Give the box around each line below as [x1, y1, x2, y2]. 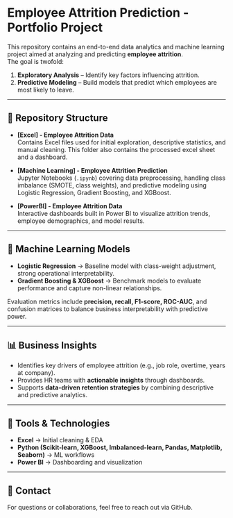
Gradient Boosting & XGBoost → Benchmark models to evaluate [17, 276, 202, 285]
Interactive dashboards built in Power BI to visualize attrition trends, [17, 209, 211, 217]
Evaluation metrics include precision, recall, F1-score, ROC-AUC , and [7, 297, 207, 306]
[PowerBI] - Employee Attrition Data [17, 201, 123, 210]
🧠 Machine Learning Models [7, 243, 130, 255]
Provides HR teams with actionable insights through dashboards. [17, 376, 205, 385]
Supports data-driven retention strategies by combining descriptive [17, 383, 214, 392]
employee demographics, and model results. [17, 217, 145, 225]
